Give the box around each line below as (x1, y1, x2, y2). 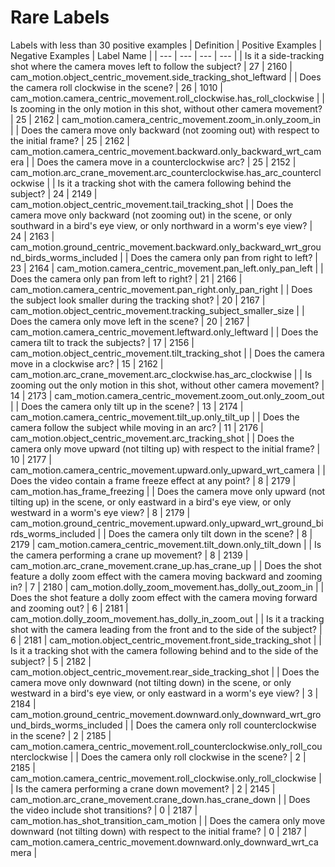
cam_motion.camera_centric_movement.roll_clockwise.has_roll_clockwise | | (10, 92, 326, 104)
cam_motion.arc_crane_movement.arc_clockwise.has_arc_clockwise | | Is (10, 368, 313, 380)
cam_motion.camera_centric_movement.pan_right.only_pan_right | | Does (10, 283, 313, 295)
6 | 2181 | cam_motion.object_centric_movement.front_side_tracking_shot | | (10, 634, 322, 646)
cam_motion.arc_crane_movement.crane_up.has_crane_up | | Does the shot (10, 559, 322, 571)
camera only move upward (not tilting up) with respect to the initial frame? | (10, 442, 321, 455)
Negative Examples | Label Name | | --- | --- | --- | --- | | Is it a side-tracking (10, 49, 325, 61)
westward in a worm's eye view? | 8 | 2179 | (10, 506, 191, 518)
